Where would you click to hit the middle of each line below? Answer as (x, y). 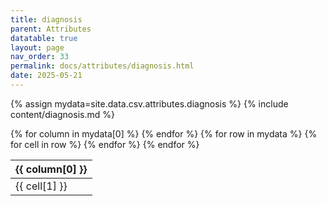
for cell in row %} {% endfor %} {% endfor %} (105, 144)
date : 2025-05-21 (46, 76)
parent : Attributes (51, 29)
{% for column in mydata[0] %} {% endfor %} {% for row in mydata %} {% (164, 133)
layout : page (37, 47)
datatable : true (44, 38)
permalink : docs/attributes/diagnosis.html (102, 66)
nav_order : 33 (40, 57)
